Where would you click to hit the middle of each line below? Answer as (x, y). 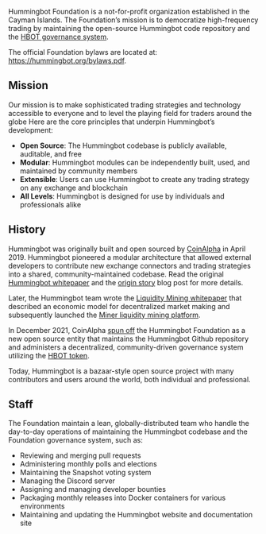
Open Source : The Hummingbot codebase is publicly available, (123, 145)
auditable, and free (50, 153)
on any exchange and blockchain (74, 188)
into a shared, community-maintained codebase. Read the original (116, 274)
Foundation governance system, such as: (75, 440)
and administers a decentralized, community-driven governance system (126, 347)
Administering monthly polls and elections (88, 464)
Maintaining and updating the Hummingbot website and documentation (136, 515)
